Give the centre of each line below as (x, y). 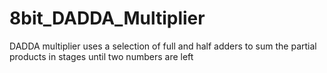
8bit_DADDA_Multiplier (107, 18)
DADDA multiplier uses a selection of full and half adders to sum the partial (163, 46)
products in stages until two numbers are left (101, 56)
